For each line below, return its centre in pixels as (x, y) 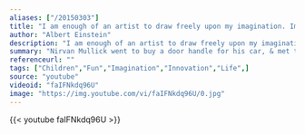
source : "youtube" (44, 77)
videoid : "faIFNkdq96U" (54, 85)
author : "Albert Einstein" (60, 34)
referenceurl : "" (42, 60)
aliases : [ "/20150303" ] (54, 18)
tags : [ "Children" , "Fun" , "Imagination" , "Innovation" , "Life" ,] (129, 69)
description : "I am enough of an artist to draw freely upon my (133, 43)
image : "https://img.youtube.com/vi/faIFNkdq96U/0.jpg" (117, 93)
